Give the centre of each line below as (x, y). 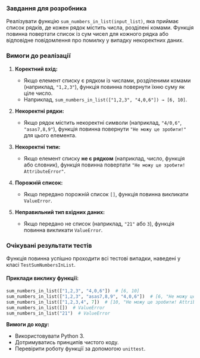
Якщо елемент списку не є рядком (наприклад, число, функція (104, 158)
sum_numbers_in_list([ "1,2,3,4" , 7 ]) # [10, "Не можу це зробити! (92, 302)
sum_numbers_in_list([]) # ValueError (56, 308)
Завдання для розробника (46, 8)
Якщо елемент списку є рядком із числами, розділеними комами (107, 80)
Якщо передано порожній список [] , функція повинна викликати (106, 194)
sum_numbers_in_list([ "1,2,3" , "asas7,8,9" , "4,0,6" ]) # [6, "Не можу (97, 297)
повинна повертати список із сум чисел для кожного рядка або (87, 34)
